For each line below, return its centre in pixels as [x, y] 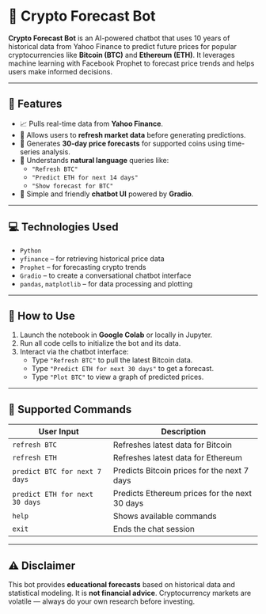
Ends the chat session [154, 529]
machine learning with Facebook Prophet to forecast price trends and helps [131, 63]
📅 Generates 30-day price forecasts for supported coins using [122, 143]
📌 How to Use [42, 316]
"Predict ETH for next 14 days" [85, 177]
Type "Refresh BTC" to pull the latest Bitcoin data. [112, 360]
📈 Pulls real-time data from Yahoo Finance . [91, 123]
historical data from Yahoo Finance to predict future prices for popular [123, 46]
